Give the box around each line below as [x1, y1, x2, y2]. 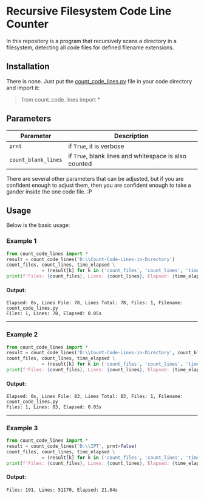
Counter [6, 17, 49, 31]
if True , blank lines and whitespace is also [68, 152, 187, 160]
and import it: [6, 84, 40, 91]
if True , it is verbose [68, 142, 124, 150]
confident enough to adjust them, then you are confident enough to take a [6, 181, 191, 189]
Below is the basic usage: [6, 222, 70, 229]
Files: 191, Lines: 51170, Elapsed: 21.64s [6, 487, 118, 493]
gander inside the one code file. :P [6, 187, 92, 195]
